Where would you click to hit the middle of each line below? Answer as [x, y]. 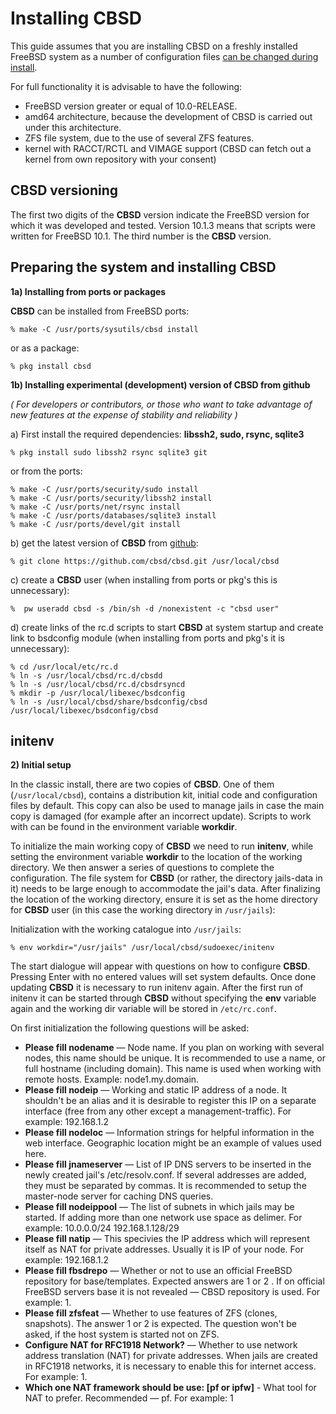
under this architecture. [73, 127]
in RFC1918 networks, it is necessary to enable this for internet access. [170, 1366]
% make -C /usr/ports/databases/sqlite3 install [113, 515]
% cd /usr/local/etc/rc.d [64, 667]
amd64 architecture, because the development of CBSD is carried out [168, 116]
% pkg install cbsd [51, 366]
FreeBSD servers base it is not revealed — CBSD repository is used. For [172, 1292]
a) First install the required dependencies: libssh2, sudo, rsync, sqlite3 [157, 434]
